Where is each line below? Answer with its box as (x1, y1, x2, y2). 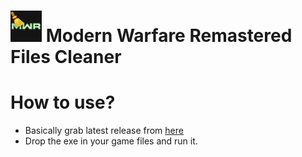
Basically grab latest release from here (24, 125, 184, 137)
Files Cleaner (10, 46, 122, 69)
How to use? (10, 91, 116, 114)
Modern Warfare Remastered (45, 25, 293, 47)
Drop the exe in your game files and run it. (24, 135, 198, 147)
